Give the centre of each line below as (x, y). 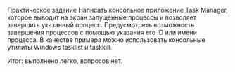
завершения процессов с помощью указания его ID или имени (102, 32)
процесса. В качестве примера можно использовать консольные (106, 40)
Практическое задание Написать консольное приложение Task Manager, (118, 10)
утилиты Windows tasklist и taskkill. (60, 47)
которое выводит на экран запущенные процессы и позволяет (102, 17)
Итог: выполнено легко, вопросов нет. (65, 61)
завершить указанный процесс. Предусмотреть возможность (101, 25)
